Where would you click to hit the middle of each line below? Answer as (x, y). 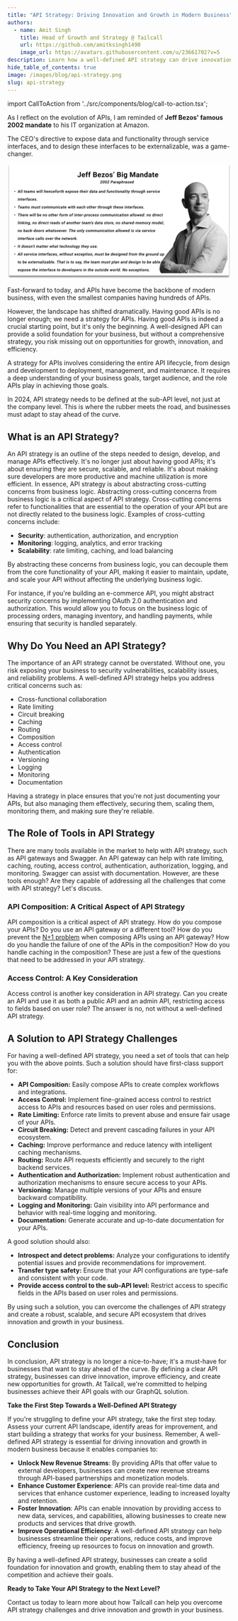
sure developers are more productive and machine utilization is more (108, 476)
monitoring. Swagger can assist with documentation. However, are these (113, 873)
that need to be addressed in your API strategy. (76, 960)
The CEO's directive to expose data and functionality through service (108, 138)
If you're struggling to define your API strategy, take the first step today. (112, 1419)
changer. (20, 153)
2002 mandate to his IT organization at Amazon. (79, 125)
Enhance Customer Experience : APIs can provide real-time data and (118, 1486)
